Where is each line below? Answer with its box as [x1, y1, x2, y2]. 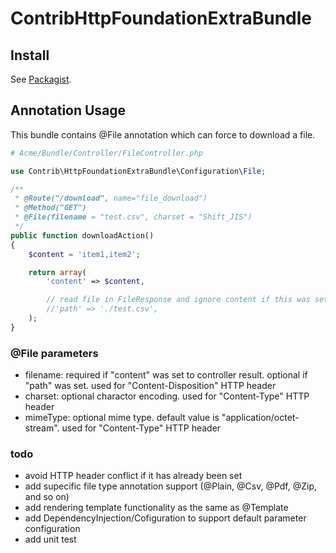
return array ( [28, 267, 87, 277]
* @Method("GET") [14, 203, 87, 213]
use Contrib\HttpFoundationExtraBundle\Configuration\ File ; [10, 166, 267, 176]
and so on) [24, 491, 70, 503]
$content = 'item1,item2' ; [28, 249, 141, 259]
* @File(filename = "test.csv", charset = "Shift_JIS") [14, 212, 253, 222]
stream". [24, 422, 60, 434]
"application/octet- [221, 412, 300, 424]
